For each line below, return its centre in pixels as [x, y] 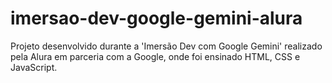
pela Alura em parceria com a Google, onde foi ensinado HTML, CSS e [155, 56]
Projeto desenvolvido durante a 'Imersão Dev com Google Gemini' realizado [166, 46]
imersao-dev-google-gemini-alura [156, 18]
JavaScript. [34, 67]
